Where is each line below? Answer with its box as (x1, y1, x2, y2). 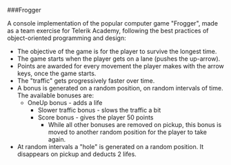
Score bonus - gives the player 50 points (37, 113, 154, 122)
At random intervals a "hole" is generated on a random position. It (17, 143, 204, 151)
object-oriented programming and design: (7, 34, 126, 42)
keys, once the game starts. (17, 69, 97, 77)
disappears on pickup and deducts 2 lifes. (17, 150, 137, 158)
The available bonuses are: (17, 91, 94, 99)
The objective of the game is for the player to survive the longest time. (17, 48, 217, 55)
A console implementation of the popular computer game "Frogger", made (7, 19, 219, 27)
